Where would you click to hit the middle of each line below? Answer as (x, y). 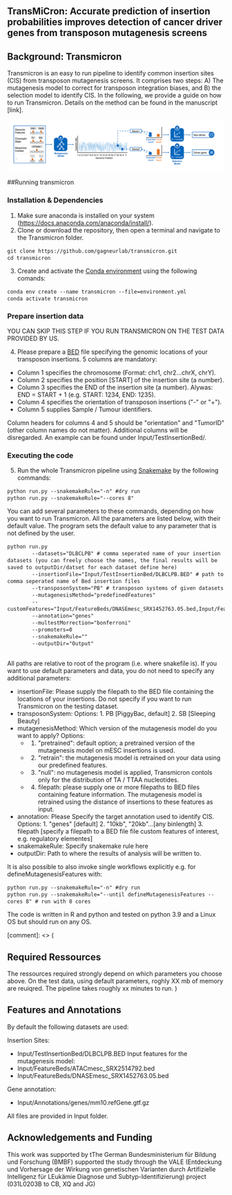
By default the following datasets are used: (68, 1027)
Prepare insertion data (46, 316)
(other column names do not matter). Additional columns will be (97, 430)
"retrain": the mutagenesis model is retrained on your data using (129, 758)
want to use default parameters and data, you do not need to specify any (111, 671)
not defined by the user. (41, 533)
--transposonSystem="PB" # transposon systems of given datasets (128, 588)
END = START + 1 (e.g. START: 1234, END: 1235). (86, 395)
